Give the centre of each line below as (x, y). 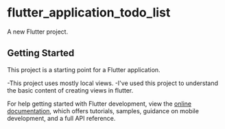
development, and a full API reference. (61, 118)
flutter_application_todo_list (89, 13)
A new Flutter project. (38, 32)
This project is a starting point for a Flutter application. (84, 69)
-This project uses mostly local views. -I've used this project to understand (113, 83)
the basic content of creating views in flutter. (70, 90)
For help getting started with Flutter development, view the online (99, 104)
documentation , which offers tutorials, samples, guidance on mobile (103, 110)
